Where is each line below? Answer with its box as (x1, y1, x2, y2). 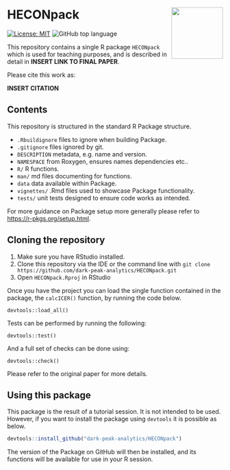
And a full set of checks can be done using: (7, 344, 130, 353)
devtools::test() (7, 332, 57, 339)
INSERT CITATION (7, 84, 60, 92)
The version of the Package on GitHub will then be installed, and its (7, 448, 196, 456)
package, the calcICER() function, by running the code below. (7, 294, 181, 302)
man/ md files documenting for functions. (16, 172, 132, 180)
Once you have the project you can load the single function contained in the (7, 286, 221, 294)
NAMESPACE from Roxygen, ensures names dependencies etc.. (16, 157, 188, 165)
